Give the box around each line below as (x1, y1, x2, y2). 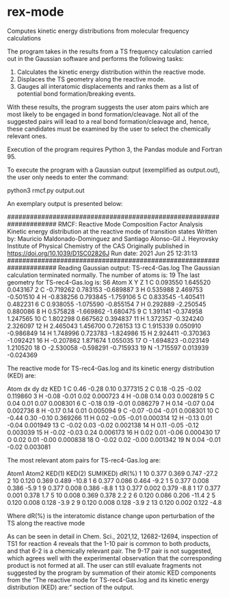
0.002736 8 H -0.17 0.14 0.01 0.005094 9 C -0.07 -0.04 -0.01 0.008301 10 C (7, 406, 220, 415)
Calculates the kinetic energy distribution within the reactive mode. (16, 68, 206, 76)
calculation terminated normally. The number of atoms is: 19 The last (7, 271, 200, 279)
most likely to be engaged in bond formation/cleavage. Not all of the (7, 110, 199, 118)
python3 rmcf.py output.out (7, 186, 85, 194)
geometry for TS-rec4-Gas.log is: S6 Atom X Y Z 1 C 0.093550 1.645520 (7, 278, 211, 286)
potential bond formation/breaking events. (16, 90, 136, 98)
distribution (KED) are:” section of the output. (7, 583, 135, 591)
